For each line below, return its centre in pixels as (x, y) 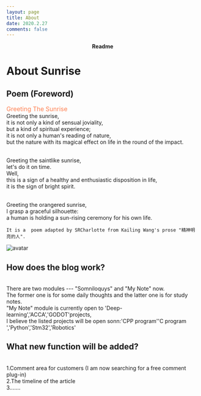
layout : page (23, 12)
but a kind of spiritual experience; (49, 129)
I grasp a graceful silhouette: (42, 211)
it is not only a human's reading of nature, (59, 136)
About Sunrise (44, 71)
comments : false (27, 29)
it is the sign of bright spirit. (41, 187)
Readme (103, 47)
